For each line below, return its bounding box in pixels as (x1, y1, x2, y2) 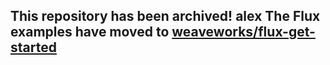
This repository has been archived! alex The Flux (10, 8, 321, 25)
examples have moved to (10, 24, 170, 41)
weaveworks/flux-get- (171, 24, 316, 41)
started (10, 39, 57, 56)
